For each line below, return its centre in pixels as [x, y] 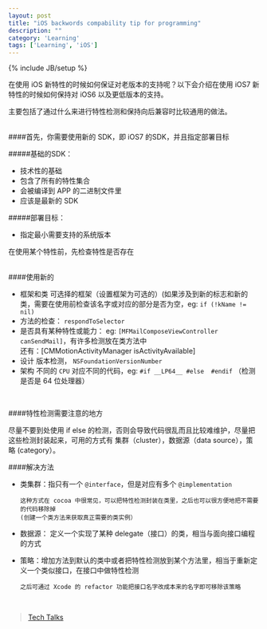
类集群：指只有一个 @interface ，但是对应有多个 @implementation [126, 485]
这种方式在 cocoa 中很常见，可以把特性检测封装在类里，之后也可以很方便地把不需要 [139, 501]
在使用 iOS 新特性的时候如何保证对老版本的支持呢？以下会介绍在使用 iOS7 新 [134, 85]
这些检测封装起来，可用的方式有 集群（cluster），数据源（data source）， [128, 441]
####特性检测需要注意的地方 [56, 413]
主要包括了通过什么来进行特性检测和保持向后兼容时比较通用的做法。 [120, 112]
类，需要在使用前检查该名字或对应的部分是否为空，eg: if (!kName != [133, 304]
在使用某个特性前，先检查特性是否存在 [71, 251]
